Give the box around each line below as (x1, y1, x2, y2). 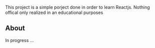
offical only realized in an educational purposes (5, 9, 103, 15)
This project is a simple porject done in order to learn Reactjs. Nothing (5, 4, 150, 10)
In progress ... (5, 37, 34, 43)
